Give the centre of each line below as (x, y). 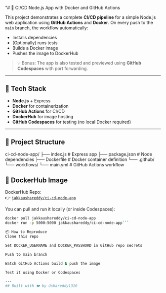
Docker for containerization (40, 106)
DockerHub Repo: (23, 192)
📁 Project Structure (35, 142)
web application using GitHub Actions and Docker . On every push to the (79, 23)
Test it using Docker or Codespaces (43, 272)
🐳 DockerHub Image (37, 181)
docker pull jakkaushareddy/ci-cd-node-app (51, 219)
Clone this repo (22, 237)
